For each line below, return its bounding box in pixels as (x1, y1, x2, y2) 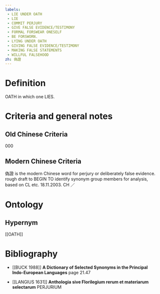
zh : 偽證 (5, 57, 21, 62)
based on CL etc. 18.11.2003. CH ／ (5, 182, 75, 188)
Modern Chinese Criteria (5, 157, 82, 165)
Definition (5, 78, 46, 89)
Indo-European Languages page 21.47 (12, 269, 91, 275)
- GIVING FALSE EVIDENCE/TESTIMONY (7, 43, 79, 48)
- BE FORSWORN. (7, 35, 38, 39)
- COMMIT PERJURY (7, 20, 42, 26)
